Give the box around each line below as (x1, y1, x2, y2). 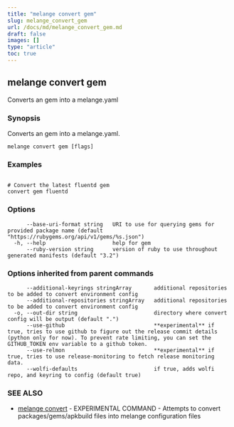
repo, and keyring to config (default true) (7, 371, 142, 379)
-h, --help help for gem (14, 239, 151, 246)
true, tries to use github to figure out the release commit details (7, 328, 218, 335)
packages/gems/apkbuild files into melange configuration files (17, 412, 201, 421)
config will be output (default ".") (7, 315, 119, 322)
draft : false (7, 30, 46, 38)
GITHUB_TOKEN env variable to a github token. (7, 340, 148, 347)
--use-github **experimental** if (26, 322, 215, 329)
